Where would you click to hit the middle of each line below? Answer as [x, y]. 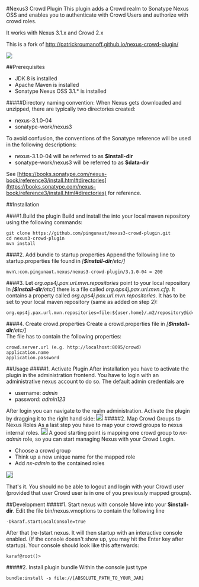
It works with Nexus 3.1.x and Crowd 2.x [55, 33]
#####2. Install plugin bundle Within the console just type [77, 567]
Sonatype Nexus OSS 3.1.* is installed [60, 91]
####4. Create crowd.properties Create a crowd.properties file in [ [87, 324]
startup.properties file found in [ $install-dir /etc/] [66, 261]
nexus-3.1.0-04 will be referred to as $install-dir [74, 156]
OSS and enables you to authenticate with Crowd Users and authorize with [97, 15]
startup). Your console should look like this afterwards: [73, 545]
